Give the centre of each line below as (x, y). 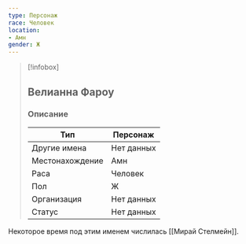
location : (24, 30)
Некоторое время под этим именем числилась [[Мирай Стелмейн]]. (124, 231)
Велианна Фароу (71, 92)
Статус (45, 212)
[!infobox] (43, 67)
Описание (48, 114)
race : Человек (31, 23)
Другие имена (59, 148)
